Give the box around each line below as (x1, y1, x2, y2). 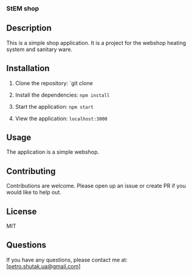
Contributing (6, 166, 56, 176)
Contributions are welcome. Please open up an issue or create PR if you (6, 182, 187, 190)
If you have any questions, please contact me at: (6, 256, 128, 263)
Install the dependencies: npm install (15, 91, 110, 98)
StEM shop (6, 4, 39, 13)
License (6, 206, 37, 216)
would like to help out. (6, 188, 62, 196)
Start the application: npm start (15, 103, 94, 110)
